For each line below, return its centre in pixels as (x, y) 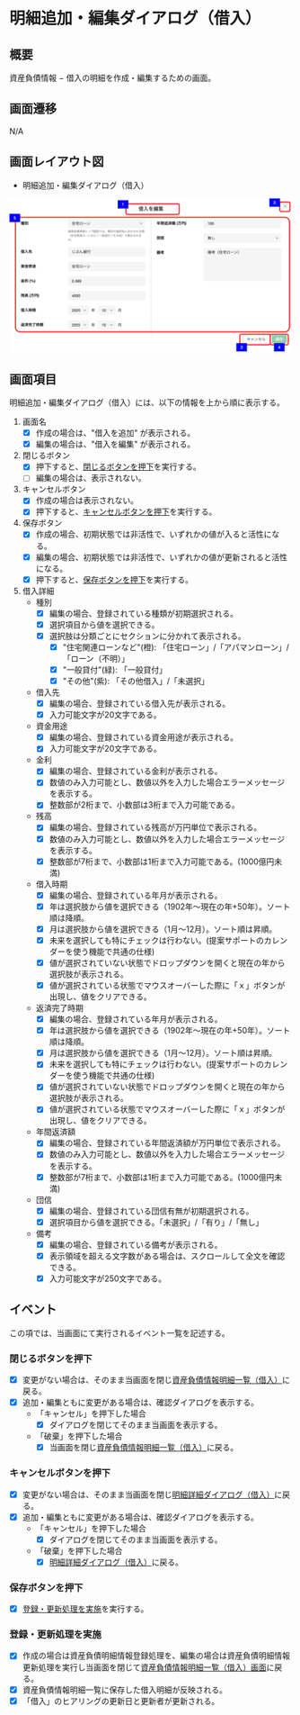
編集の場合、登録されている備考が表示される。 (136, 1244)
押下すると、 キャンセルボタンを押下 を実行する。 (126, 512)
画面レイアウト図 (57, 162)
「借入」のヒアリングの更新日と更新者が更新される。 (121, 1701)
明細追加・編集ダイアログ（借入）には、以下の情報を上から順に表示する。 (147, 402)
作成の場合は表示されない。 (87, 501)
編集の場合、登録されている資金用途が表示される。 (143, 737)
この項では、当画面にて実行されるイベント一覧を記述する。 (119, 1332)
